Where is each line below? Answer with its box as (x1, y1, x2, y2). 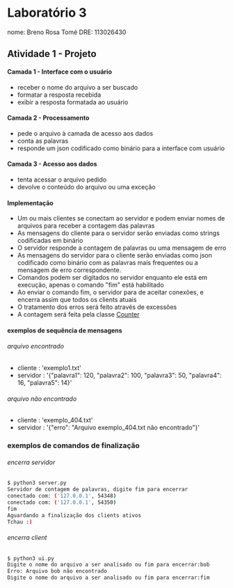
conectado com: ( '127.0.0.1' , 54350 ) (7, 499, 117, 506)
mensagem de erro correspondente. (17, 266, 122, 274)
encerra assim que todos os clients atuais (17, 296, 137, 304)
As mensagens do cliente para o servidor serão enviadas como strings (17, 229, 220, 237)
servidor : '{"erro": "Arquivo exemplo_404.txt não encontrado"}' (17, 423, 200, 432)
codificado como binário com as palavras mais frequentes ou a (17, 259, 198, 267)
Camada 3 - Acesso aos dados (7, 160, 97, 168)
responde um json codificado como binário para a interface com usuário (17, 144, 225, 152)
